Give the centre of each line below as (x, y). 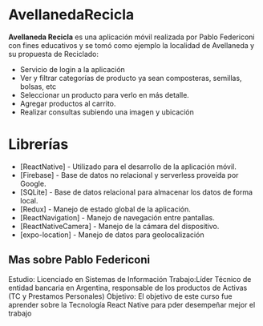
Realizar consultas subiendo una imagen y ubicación (107, 112)
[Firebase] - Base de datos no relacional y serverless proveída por (129, 175)
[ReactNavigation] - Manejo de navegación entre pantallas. (117, 217)
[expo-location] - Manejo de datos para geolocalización (112, 235)
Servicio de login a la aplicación (73, 69)
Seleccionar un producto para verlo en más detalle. (105, 95)
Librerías (38, 145)
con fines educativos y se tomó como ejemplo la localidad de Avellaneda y (131, 45)
